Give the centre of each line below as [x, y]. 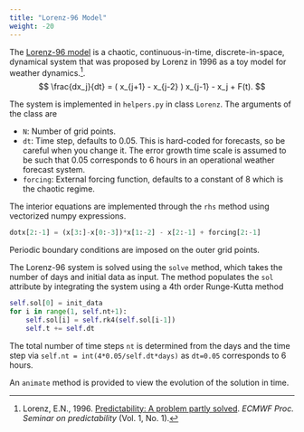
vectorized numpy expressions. [68, 216]
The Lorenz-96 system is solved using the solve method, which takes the [146, 268]
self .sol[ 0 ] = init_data [56, 304]
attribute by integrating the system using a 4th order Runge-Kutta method [147, 286]
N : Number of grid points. [69, 131]
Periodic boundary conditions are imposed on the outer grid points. [135, 250]
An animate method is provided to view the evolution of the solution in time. [149, 382]
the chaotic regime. [58, 189]
